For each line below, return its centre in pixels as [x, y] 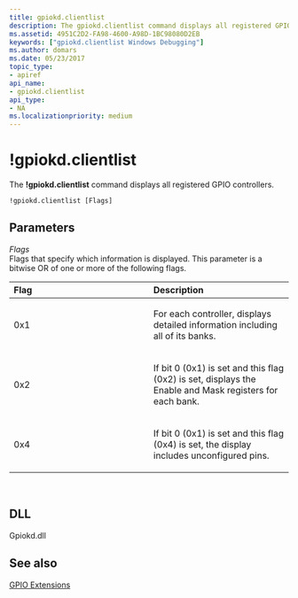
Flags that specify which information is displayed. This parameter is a [136, 259]
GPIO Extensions [40, 585]
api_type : [27, 100]
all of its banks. [185, 336]
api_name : [27, 83]
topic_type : [31, 67]
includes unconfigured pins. [212, 455]
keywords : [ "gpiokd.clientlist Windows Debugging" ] [106, 42]
